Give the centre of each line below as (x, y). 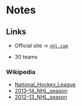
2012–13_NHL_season (41, 97)
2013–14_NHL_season (41, 91)
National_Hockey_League (45, 84)
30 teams (26, 57)
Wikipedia (21, 72)
